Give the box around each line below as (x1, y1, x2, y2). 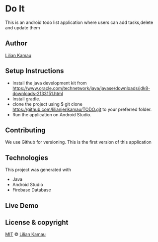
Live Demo (5, 201, 39, 210)
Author (5, 39, 27, 48)
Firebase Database (12, 187, 51, 193)
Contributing (5, 126, 46, 134)
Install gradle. (12, 95, 41, 102)
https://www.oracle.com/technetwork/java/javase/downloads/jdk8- (12, 85, 151, 91)
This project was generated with (5, 167, 71, 173)
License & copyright (5, 218, 69, 227)
